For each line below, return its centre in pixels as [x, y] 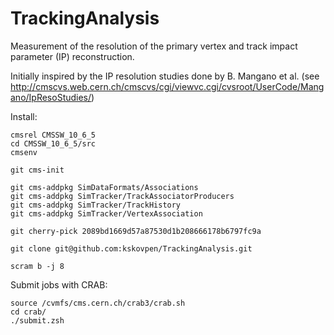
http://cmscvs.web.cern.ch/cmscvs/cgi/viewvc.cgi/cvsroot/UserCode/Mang [167, 86]
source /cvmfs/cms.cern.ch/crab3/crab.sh [98, 303]
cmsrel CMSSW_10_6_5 [53, 135]
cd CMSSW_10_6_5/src [53, 143]
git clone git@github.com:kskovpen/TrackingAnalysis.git [131, 248]
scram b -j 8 [37, 266]
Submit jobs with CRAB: [59, 284]
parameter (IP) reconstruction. [72, 56]
